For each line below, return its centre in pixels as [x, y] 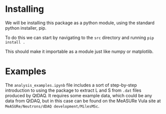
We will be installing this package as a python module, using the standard [80, 23]
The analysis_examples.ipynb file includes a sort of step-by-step [71, 85]
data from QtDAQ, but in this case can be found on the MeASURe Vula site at [83, 101]
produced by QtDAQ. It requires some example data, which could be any [79, 95]
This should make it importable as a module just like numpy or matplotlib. [79, 51]
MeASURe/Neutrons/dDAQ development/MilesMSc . [52, 106]
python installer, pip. [26, 28]
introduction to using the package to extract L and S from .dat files [73, 90]
